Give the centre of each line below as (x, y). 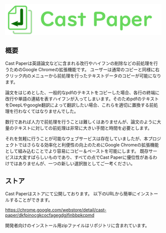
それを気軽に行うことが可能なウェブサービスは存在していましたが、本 (77, 139)
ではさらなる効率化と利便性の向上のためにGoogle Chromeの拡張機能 (88, 145)
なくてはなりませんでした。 (50, 112)
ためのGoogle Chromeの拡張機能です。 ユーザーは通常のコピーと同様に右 (84, 70)
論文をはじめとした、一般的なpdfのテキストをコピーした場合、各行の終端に (82, 93)
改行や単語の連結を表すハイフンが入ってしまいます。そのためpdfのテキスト (82, 99)
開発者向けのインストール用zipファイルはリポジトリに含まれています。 (77, 226)
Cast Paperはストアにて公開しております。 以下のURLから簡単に (71, 194)
